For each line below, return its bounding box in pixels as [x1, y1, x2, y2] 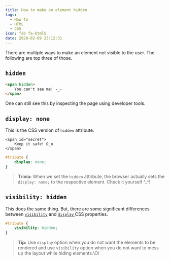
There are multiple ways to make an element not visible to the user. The [5, 49, 155, 56]
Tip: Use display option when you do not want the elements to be [17, 239, 156, 246]
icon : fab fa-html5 [5, 31, 47, 36]
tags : [5, 12, 17, 17]
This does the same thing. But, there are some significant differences [5, 206, 150, 212]
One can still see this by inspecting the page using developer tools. [5, 100, 146, 106]
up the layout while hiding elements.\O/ [17, 250, 100, 256]
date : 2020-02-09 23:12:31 [5, 36, 62, 41]
